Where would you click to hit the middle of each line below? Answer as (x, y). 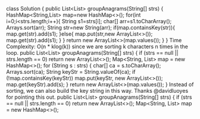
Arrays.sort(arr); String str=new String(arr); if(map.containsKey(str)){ (91, 27)
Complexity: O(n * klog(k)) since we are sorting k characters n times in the (97, 46)
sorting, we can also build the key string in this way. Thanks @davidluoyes (97, 91)
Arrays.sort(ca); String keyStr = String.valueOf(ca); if (71, 72)
